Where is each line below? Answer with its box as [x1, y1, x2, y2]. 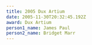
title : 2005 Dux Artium [6, 8, 65, 15]
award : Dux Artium [6, 19, 52, 25]
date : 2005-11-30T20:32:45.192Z [6, 14, 86, 20]
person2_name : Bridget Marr [6, 30, 76, 36]
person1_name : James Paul [6, 25, 70, 31]
